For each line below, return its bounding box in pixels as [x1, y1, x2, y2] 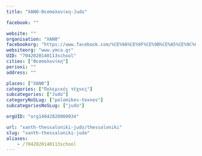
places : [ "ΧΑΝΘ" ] [6, 80, 50, 86]
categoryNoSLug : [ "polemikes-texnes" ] [6, 97, 103, 103]
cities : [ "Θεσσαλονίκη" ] [6, 58, 69, 64]
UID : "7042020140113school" [6, 53, 77, 59]
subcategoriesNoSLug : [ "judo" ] [6, 103, 85, 109]
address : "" [6, 70, 36, 76]
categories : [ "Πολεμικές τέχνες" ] [6, 86, 93, 92]
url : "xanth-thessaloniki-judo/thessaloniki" [6, 124, 122, 130]
